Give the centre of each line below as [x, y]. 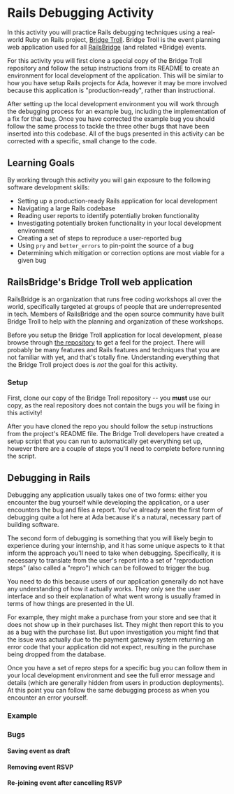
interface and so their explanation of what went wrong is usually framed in [114, 596]
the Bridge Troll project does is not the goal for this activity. [93, 364]
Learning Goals [41, 163]
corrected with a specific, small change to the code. [82, 140]
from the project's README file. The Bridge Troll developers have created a [116, 433]
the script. [22, 456]
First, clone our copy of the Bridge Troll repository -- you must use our [109, 398]
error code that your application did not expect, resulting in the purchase [112, 647]
